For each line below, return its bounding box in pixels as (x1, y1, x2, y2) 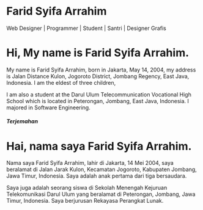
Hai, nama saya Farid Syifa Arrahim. (6, 139, 192, 153)
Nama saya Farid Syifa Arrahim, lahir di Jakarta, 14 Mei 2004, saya (6, 159, 174, 167)
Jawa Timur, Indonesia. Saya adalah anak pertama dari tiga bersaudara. (6, 172, 187, 179)
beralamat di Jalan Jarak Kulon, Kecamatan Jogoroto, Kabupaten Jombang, (6, 166, 197, 173)
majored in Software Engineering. (6, 104, 90, 111)
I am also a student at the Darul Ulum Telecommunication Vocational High (6, 90, 191, 98)
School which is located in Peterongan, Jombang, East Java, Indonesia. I (6, 97, 190, 104)
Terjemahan (6, 118, 39, 125)
